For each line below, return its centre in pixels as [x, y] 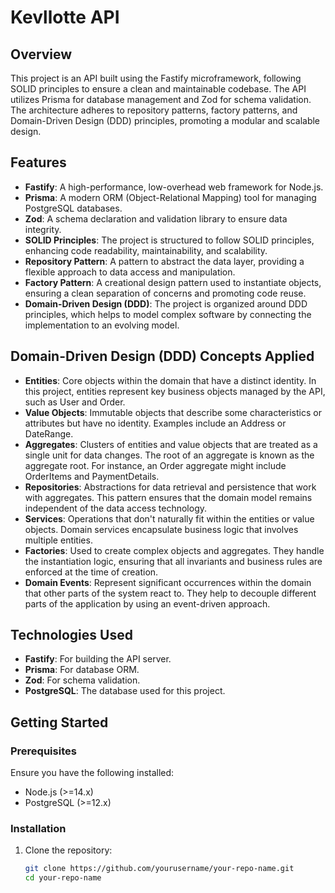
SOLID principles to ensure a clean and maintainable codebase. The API [158, 89]
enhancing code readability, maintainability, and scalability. [146, 250]
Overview [41, 54]
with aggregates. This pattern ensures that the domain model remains [168, 497]
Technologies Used [71, 635]
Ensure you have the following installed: [92, 773]
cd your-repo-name [63, 878]
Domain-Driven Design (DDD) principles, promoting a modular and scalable [165, 120]
